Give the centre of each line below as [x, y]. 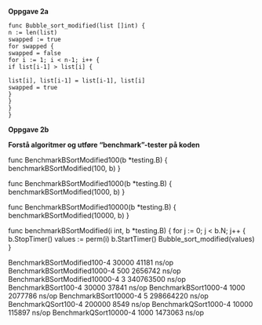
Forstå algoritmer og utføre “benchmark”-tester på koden [104, 145]
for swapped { [31, 46]
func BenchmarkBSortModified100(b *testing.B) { [88, 160]
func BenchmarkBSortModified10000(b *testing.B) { [92, 207]
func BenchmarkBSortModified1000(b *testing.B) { [90, 183]
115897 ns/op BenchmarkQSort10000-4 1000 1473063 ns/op [106, 312]
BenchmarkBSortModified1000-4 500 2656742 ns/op [95, 271]
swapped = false [35, 53]
